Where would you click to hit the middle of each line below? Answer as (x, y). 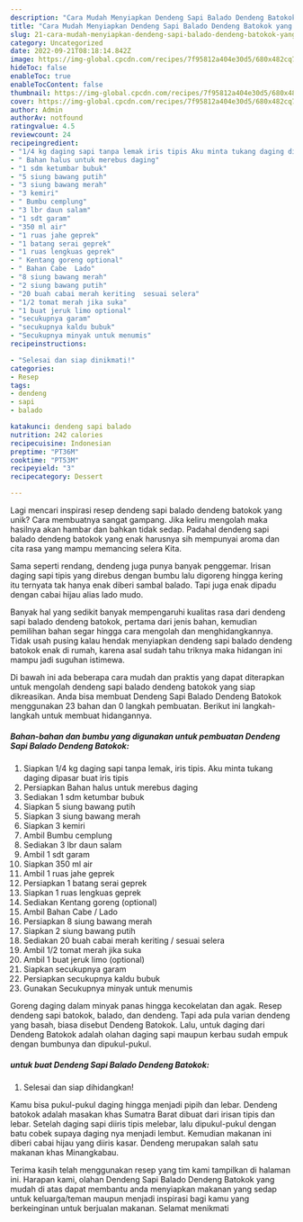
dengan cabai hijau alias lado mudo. (77, 594)
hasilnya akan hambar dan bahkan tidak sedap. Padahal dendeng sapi (140, 529)
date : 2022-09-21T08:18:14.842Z (71, 51)
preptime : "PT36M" (45, 452)
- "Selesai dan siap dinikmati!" (73, 360)
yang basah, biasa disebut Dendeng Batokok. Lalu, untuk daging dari (138, 1024)
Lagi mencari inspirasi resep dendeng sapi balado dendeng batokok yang (146, 510)
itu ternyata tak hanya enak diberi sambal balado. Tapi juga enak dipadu (143, 585)
